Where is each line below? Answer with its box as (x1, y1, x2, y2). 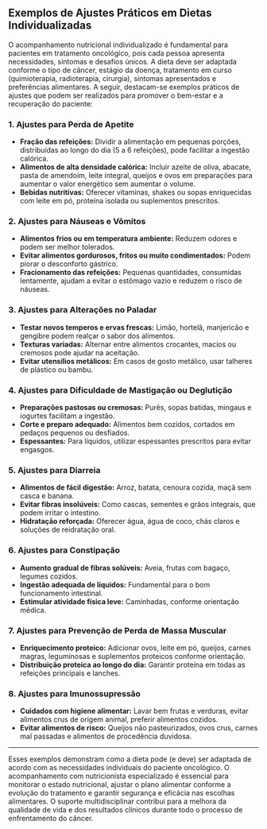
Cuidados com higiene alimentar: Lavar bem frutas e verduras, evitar (19, 707, 249, 716)
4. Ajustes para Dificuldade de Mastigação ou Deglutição (8, 385, 233, 396)
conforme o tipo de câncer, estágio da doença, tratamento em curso (8, 65, 232, 75)
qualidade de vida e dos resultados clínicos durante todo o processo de (8, 805, 243, 815)
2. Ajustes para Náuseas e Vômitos (8, 216, 146, 227)
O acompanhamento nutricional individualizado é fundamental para (8, 40, 229, 49)
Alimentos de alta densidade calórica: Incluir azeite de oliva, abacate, (19, 162, 252, 172)
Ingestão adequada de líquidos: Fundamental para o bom (19, 579, 211, 589)
